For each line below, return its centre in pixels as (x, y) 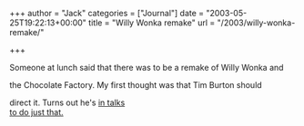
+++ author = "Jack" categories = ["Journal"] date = (107, 13)
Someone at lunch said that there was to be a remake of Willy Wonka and (147, 68)
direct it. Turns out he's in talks (67, 102)
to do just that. (36, 112)
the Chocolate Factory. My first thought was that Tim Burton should (136, 85)
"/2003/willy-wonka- (256, 23)
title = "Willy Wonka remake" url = (152, 23)
